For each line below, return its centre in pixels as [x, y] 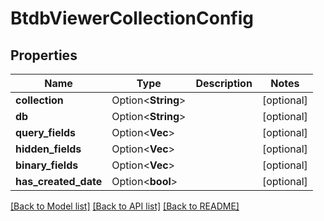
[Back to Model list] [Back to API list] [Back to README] [125, 206]
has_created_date [59, 181]
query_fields [46, 132]
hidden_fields [48, 149]
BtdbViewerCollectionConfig [132, 18]
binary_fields [47, 165]
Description [224, 83]
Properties [44, 55]
